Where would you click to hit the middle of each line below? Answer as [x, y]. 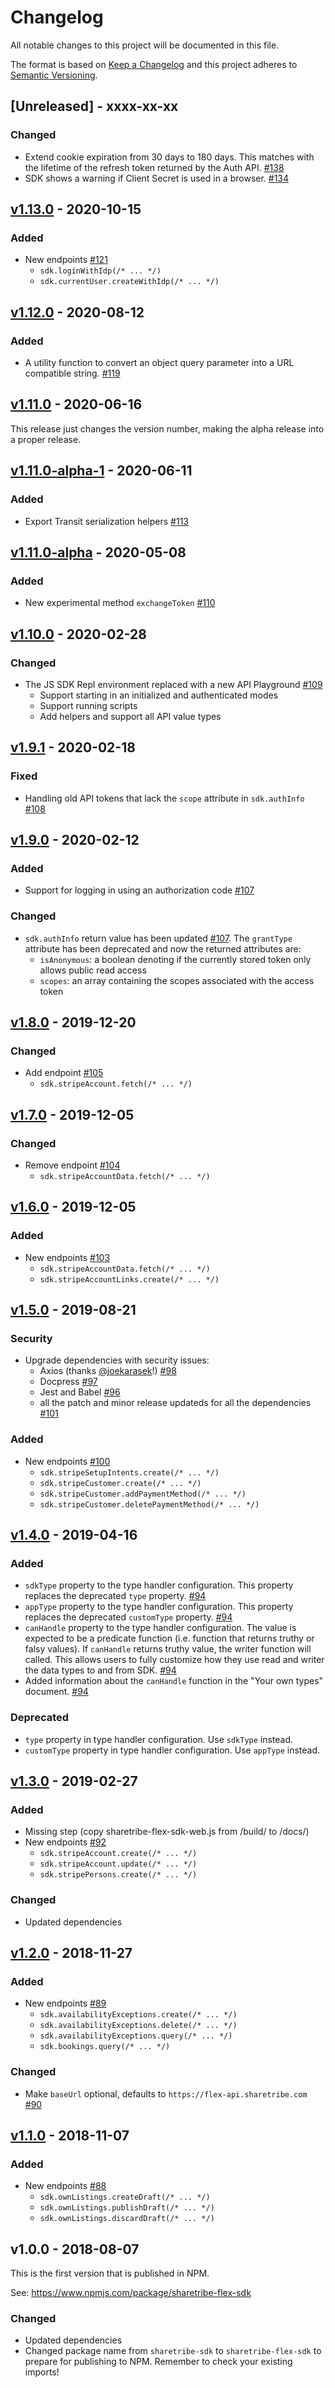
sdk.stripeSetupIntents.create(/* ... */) [129, 1472]
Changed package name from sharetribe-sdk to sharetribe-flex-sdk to [173, 2351]
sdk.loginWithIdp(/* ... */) [100, 271]
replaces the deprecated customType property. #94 [128, 1617]
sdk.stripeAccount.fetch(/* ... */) [116, 1084]
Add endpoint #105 [64, 1073]
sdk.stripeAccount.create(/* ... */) [118, 1854]
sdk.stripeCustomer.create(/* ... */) [120, 1483]
